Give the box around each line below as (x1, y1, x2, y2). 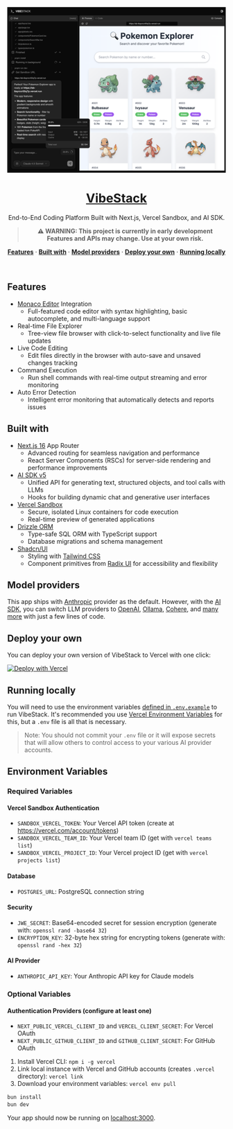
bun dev (7, 1101, 30, 1108)
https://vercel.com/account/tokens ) (17, 827, 119, 835)
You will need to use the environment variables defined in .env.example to (7, 703, 217, 711)
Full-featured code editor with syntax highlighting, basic (27, 307, 188, 315)
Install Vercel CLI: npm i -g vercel (17, 1058, 116, 1066)
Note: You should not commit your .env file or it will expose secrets (24, 731, 216, 739)
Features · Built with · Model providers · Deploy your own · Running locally (7, 248, 226, 256)
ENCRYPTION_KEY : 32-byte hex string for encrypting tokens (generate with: (17, 933, 225, 942)
